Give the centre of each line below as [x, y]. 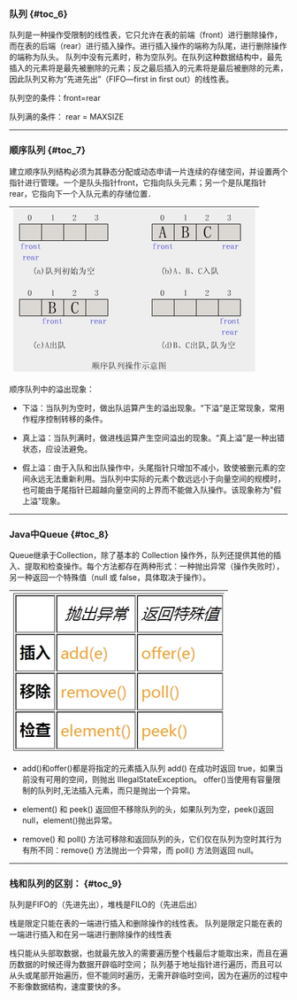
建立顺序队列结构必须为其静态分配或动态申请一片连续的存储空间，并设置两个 [148, 171]
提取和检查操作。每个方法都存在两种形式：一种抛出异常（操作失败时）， [154, 566]
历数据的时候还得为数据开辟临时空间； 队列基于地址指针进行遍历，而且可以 [146, 965]
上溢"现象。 [43, 500]
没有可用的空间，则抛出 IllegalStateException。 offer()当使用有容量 [151, 779]
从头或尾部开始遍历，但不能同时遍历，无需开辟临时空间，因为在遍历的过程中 [148, 975]
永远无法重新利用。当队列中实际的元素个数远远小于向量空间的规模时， [157, 478]
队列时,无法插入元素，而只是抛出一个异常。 [116, 790]
